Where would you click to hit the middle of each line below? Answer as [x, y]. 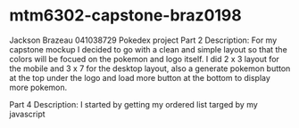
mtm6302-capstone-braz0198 [126, 16]
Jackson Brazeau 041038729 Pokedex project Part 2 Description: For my [143, 40]
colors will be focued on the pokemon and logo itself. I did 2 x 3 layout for [144, 59]
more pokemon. [38, 87]
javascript [28, 114]
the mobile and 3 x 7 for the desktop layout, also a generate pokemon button [150, 68]
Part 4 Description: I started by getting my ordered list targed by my [134, 104]
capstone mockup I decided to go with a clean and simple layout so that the [148, 49]
